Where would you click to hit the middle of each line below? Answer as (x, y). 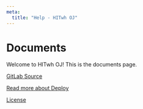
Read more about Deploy (38, 88)
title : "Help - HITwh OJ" (45, 18)
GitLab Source (24, 76)
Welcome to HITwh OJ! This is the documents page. (72, 65)
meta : (13, 12)
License (16, 100)
